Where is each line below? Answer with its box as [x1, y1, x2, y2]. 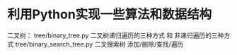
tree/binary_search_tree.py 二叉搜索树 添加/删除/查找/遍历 [15, 39, 184, 48]
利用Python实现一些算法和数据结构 [7, 6, 212, 23]
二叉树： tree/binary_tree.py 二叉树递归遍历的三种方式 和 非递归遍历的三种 [7, 31, 224, 39]
